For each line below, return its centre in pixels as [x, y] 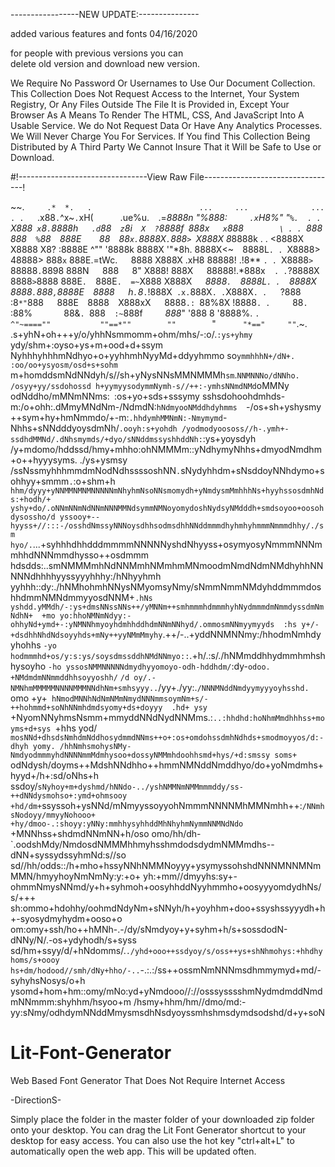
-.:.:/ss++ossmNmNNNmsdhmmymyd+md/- [230, 970]
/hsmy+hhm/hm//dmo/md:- [190, 1002]
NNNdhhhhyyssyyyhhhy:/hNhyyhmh [86, 576]
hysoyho [28, 666]
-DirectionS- [36, 1100]
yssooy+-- [80, 517]
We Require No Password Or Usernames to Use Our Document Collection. [163, 83]
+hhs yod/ [76, 728]
